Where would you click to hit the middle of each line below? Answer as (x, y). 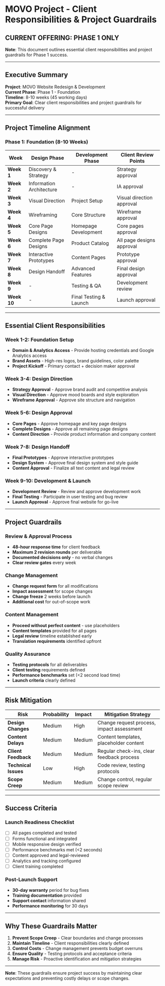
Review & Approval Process (39, 536)
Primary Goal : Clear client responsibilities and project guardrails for (73, 103)
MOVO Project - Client (51, 9)
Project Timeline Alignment (48, 128)
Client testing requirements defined (49, 669)
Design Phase (48, 158)
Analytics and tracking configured (46, 861)
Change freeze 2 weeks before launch (51, 597)
